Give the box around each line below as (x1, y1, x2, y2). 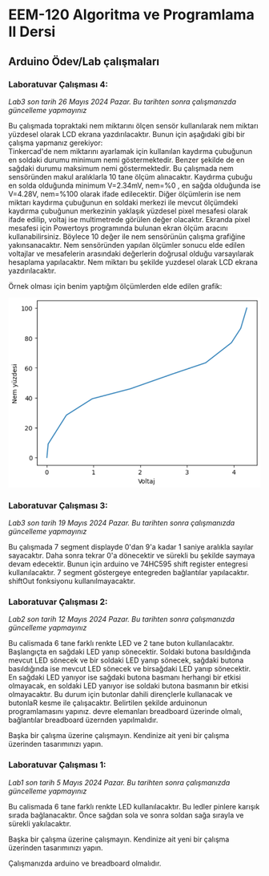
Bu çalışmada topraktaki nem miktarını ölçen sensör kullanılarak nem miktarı (8, 120, 259, 130)
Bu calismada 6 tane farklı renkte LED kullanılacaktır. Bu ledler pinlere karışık (8, 801, 260, 811)
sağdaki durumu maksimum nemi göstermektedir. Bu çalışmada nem (8, 163, 234, 173)
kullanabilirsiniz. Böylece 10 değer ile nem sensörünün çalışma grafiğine (8, 231, 246, 241)
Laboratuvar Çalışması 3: (8, 500, 108, 511)
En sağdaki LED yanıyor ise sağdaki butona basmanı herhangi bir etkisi (8, 672, 242, 683)
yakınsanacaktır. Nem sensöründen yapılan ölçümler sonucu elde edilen (8, 240, 246, 249)
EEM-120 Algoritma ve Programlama (8, 6, 255, 24)
